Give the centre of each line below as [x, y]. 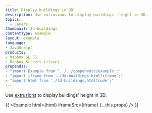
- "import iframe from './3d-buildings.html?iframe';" [64, 76]
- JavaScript [19, 48]
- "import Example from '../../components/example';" [63, 71]
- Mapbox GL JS [21, 57]
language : [16, 43]
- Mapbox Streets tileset [32, 62]
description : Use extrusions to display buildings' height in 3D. [77, 15]
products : [16, 52]
